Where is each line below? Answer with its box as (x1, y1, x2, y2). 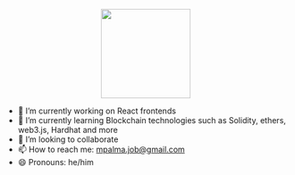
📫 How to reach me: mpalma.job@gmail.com (17, 144, 185, 154)
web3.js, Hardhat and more (17, 125, 118, 135)
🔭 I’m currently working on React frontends (17, 105, 177, 116)
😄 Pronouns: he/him (17, 157, 94, 167)
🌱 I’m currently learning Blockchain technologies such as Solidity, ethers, (17, 115, 286, 125)
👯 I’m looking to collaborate (17, 134, 119, 145)
